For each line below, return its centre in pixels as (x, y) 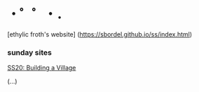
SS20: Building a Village (42, 68)
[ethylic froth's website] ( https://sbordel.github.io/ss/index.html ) (100, 34)
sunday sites (30, 52)
